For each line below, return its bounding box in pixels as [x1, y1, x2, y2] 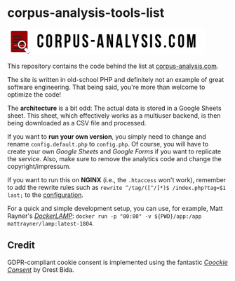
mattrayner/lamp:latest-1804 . [7, 219, 95, 227]
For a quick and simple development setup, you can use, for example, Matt [7, 204, 223, 212]
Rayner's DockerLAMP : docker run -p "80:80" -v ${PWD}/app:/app [7, 212, 202, 220]
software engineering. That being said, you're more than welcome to [7, 83, 206, 91]
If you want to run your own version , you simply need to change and [7, 132, 207, 141]
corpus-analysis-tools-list [7, 5, 165, 21]
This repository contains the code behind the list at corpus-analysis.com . [7, 62, 219, 70]
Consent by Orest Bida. [7, 265, 75, 274]
